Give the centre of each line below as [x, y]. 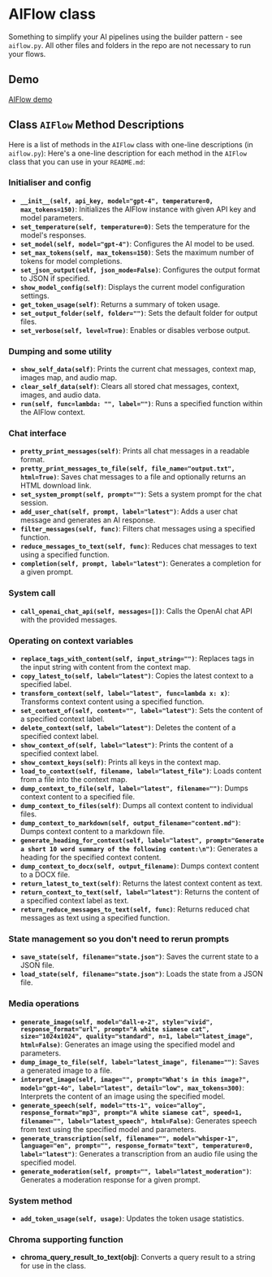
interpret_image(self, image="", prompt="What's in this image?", [135, 1079]
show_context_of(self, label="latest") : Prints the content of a [127, 745]
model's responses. [53, 235]
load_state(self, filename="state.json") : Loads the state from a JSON [142, 974]
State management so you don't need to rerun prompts [119, 938]
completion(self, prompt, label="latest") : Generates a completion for [140, 563]
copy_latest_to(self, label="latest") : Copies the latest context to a [137, 676]
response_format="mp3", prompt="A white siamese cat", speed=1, [131, 1113]
